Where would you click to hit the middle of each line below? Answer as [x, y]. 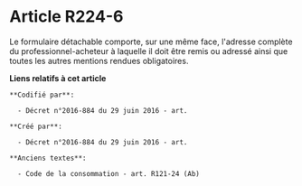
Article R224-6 [66, 17]
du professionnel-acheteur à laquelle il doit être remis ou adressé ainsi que [149, 51]
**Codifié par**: [42, 95]
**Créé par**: [36, 126]
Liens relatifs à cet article [58, 78]
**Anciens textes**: [48, 158]
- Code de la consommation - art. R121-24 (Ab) [109, 173]
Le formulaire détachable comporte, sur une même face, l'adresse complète [151, 42]
